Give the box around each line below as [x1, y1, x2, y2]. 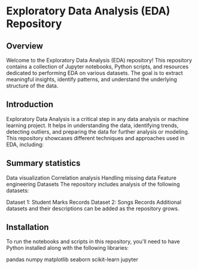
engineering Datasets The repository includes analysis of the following [6, 180, 180, 188]
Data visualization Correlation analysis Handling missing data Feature [6, 174, 176, 181]
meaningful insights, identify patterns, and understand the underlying [6, 76, 178, 83]
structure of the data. [6, 82, 59, 89]
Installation [6, 222, 49, 232]
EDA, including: [6, 141, 44, 148]
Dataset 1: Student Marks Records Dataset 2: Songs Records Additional [6, 198, 181, 205]
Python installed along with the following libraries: [6, 244, 129, 252]
